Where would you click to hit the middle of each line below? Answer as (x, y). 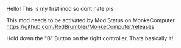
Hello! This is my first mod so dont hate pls (60, 9)
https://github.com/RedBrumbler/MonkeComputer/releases (80, 27)
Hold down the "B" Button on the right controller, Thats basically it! (90, 38)
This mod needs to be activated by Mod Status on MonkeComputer (91, 20)
